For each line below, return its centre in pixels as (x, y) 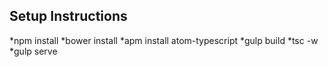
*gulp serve (33, 51)
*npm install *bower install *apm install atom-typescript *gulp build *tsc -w (164, 40)
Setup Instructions (68, 16)
